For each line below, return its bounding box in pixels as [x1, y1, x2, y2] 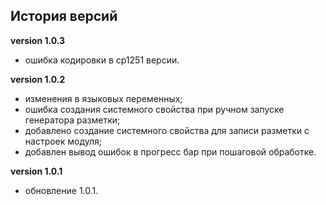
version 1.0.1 [10, 165, 63, 177]
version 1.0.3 [10, 34, 66, 46]
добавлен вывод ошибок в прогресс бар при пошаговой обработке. [24, 145, 317, 158]
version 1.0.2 [10, 73, 66, 85]
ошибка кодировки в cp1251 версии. [24, 54, 180, 66]
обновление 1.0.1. [24, 184, 99, 196]
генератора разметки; [24, 114, 121, 126]
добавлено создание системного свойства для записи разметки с [24, 124, 310, 136]
